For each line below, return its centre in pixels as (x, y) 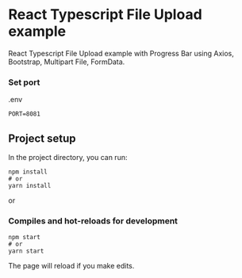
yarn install (30, 186)
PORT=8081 (25, 114)
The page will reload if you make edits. (71, 266)
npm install (28, 172)
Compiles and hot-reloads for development (93, 221)
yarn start (26, 251)
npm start (25, 238)
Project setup (42, 138)
